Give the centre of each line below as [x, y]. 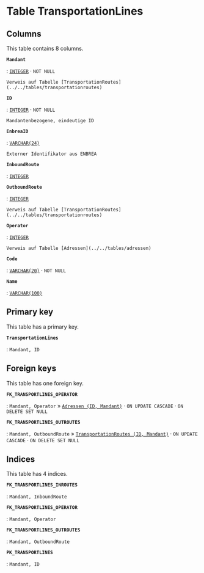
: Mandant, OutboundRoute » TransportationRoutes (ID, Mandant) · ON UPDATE [102, 433]
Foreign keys [31, 369]
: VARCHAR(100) [24, 293]
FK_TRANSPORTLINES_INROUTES [42, 485]
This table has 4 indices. [37, 474]
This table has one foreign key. [45, 383]
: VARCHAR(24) [23, 143]
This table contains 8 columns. [45, 48]
